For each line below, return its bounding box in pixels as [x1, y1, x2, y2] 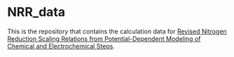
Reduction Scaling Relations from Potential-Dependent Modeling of [7, 34, 201, 42]
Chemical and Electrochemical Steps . [7, 42, 116, 50]
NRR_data [7, 4, 66, 20]
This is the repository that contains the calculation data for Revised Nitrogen [7, 27, 227, 35]
